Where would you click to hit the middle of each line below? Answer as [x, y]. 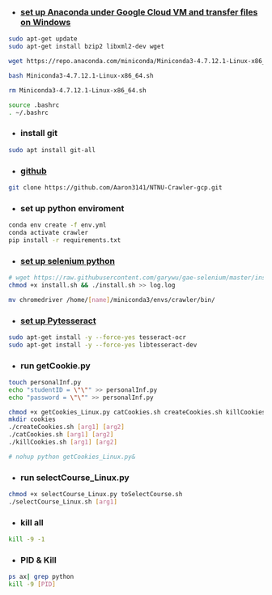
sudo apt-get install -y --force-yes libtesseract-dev [103, 345]
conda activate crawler [49, 232]
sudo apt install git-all [52, 150]
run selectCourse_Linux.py [74, 478]
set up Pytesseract [58, 321]
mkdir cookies [32, 419]
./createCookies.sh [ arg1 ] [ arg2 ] [67, 427]
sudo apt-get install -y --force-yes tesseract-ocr [97, 337]
